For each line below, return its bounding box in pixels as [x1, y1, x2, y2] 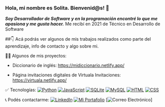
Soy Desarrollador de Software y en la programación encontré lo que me [5, 16, 158, 22]
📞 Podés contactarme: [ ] [5, 97, 153, 103]
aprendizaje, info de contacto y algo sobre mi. [5, 43, 99, 49]
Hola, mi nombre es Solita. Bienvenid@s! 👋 [5, 4, 110, 11]
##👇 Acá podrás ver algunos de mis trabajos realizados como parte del [5, 36, 151, 42]
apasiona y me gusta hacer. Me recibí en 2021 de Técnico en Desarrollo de [5, 21, 161, 27]
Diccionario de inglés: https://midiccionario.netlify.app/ [12, 62, 125, 68]
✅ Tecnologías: [5, 87, 36, 93]
